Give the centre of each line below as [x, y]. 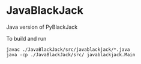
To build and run [26, 38]
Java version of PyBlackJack [42, 27]
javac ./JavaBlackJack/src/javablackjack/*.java [68, 49]
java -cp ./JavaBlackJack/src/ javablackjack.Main [71, 54]
